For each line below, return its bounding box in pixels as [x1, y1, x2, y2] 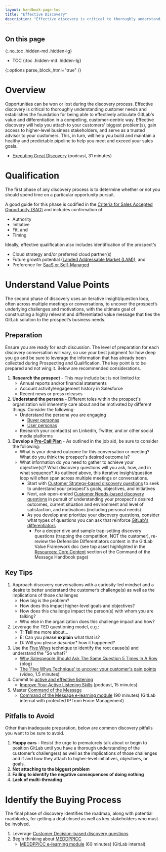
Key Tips [5, 568, 33, 577]
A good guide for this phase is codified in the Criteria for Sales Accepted [5, 201, 153, 207]
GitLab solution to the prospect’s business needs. [5, 317, 106, 322]
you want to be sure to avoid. [5, 730, 64, 736]
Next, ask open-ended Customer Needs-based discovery [27, 490, 144, 496]
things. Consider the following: [12, 406, 75, 412]
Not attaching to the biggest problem [12, 766, 90, 772]
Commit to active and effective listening [12, 676, 93, 682]
